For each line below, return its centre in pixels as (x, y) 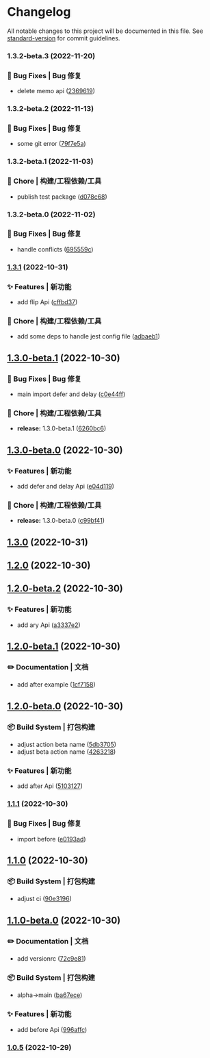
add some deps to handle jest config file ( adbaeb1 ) (89, 336)
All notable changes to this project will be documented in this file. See (105, 31)
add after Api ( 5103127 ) (50, 786)
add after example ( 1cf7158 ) (56, 685)
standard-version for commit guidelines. (64, 38)
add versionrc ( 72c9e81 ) (52, 959)
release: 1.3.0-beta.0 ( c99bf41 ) (61, 521)
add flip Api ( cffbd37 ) (47, 302)
